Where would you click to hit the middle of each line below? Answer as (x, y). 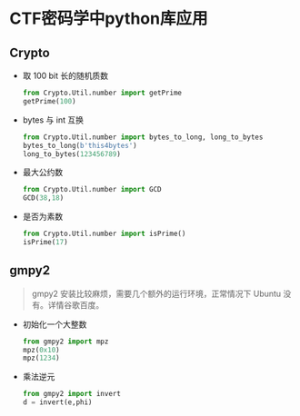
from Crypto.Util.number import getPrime (102, 93)
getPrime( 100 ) (49, 101)
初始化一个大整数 (55, 324)
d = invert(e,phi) (57, 402)
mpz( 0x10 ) (41, 350)
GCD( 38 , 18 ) (43, 198)
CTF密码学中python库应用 (109, 19)
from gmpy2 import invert (71, 394)
